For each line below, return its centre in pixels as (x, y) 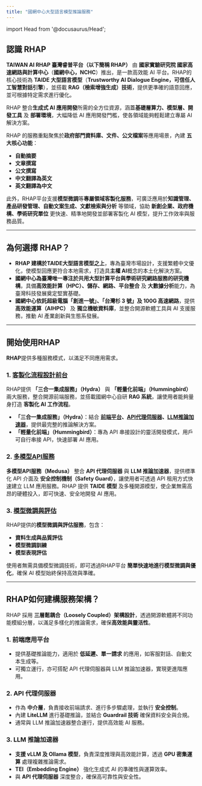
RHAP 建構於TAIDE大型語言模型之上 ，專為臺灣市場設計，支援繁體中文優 (104, 263)
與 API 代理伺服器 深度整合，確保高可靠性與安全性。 (79, 776)
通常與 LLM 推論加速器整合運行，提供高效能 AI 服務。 (81, 723)
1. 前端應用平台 (28, 639)
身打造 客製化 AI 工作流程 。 (40, 404)
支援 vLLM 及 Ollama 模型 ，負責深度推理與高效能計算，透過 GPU (95, 754)
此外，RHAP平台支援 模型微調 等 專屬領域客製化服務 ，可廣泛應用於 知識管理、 (100, 198)
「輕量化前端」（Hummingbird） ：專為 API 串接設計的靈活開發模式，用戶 (104, 432)
